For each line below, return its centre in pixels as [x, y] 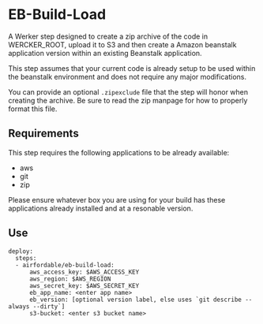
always [19, 306]
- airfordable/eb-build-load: [65, 265]
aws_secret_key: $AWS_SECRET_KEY [84, 285]
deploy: [21, 251]
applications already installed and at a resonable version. [101, 208]
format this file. [33, 109]
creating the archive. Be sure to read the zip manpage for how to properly [128, 100]
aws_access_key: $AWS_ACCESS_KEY [84, 272]
